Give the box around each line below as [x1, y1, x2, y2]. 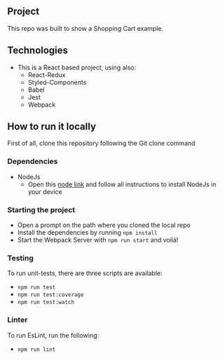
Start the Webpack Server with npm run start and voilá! [17, 236, 179, 244]
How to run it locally [7, 120, 97, 132]
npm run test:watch [17, 299, 75, 306]
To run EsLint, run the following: [7, 331, 100, 339]
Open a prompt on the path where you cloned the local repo [17, 221, 191, 230]
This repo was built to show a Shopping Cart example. [7, 24, 163, 32]
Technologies [7, 45, 69, 57]
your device [27, 187, 62, 195]
